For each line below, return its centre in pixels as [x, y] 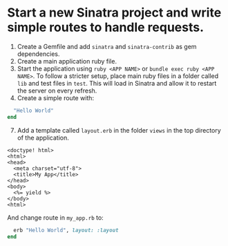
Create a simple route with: [56, 97]
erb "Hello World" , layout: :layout [66, 230]
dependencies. [38, 54]
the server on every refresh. [57, 91]
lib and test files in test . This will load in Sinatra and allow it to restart [117, 83]
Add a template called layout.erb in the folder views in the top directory [119, 130]
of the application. [43, 138]
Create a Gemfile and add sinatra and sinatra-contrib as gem [107, 46]
